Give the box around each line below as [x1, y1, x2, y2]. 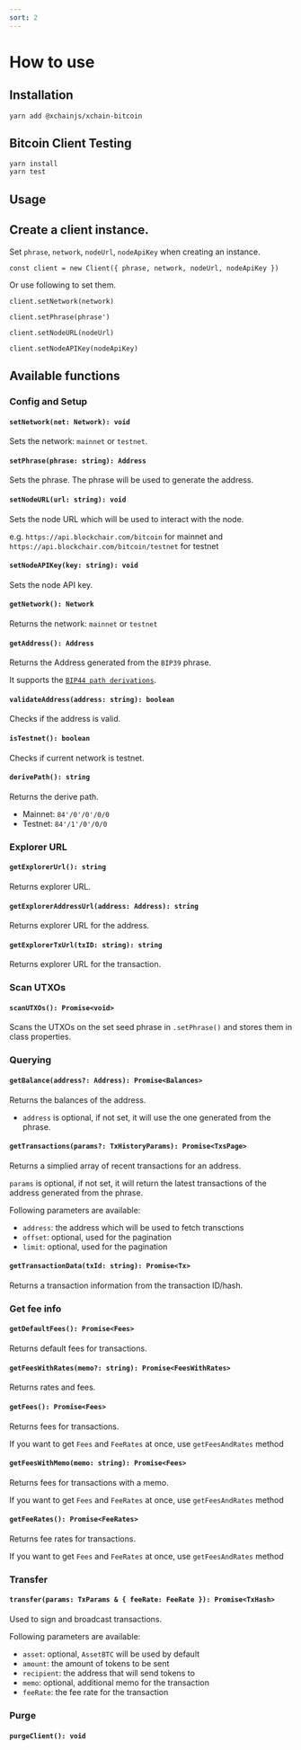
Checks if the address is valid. [9, 714, 121, 724]
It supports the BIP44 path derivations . [9, 675, 157, 686]
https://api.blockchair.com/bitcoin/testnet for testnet [9, 540, 219, 551]
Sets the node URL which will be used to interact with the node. [9, 513, 244, 524]
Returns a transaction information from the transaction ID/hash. [9, 1280, 243, 1291]
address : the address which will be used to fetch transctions [22, 1221, 244, 1232]
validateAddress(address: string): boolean [9, 695, 175, 704]
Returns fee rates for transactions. [9, 1533, 137, 1544]
